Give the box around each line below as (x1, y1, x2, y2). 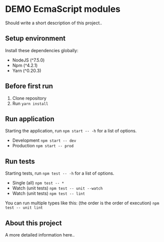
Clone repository (12, 95, 47, 101)
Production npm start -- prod (12, 143, 74, 149)
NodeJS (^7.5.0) (12, 57, 45, 63)
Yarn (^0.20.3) (12, 67, 41, 73)
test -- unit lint (5, 205, 43, 210)
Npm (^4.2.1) (12, 62, 38, 68)
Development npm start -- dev (12, 137, 77, 143)
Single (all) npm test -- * (12, 180, 64, 186)
